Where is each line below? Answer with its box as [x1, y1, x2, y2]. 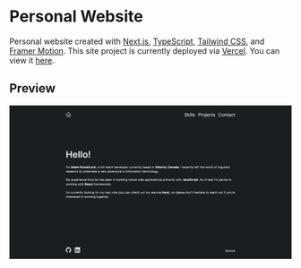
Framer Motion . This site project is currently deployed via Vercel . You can [9, 45, 280, 56]
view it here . [9, 55, 56, 65]
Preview [9, 81, 56, 96]
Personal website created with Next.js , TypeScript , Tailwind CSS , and [9, 36, 265, 47]
